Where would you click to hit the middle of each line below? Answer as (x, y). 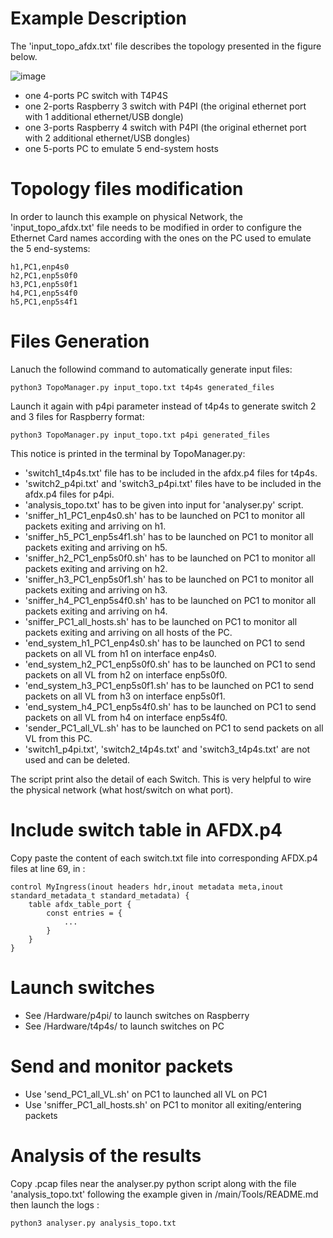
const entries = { (84, 913)
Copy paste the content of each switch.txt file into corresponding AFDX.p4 (164, 858)
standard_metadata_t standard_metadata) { (100, 895)
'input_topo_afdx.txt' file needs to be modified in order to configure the (156, 227)
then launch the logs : (55, 1204)
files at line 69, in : (48, 868)
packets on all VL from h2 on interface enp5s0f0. (126, 674)
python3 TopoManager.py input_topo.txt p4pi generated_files (140, 435)
